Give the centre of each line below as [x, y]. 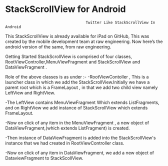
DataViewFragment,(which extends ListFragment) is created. [67, 128]
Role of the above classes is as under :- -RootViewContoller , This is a [77, 76]
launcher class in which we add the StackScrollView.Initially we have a [77, 82]
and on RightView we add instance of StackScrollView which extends [76, 107]
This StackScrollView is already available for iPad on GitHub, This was [77, 36]
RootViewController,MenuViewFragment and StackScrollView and [73, 61]
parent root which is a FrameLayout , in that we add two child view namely [81, 87]
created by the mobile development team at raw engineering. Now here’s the [84, 41]
